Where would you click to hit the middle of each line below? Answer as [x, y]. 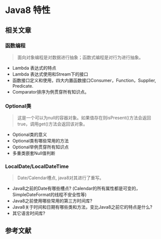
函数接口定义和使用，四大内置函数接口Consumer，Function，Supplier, [84, 80]
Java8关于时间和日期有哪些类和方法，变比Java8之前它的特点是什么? [82, 207]
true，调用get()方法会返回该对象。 [52, 124]
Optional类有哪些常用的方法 [40, 141]
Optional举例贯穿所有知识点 [40, 147]
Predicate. [23, 86]
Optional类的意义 [29, 134]
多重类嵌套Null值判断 [34, 153]
